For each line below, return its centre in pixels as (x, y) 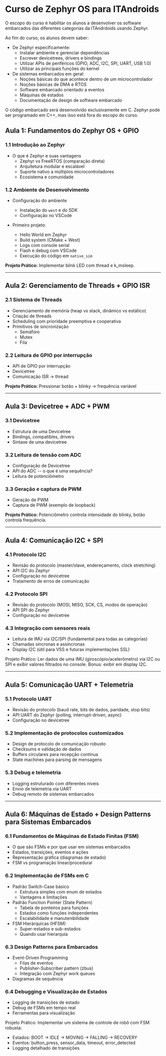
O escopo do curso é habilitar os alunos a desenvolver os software (73, 23)
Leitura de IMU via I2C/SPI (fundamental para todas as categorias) (80, 639)
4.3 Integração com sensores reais (48, 628)
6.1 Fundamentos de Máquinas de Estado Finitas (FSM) (72, 836)
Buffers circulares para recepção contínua (55, 754)
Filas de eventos (36, 963)
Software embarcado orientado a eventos (62, 89)
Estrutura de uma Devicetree (41, 431)
